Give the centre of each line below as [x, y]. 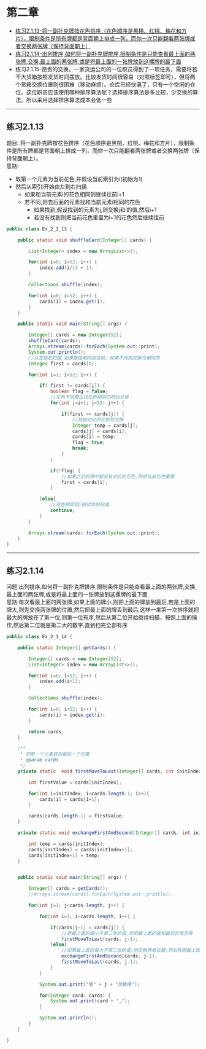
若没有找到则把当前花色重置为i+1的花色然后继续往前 [99, 217]
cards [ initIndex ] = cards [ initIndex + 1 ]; [81, 849]
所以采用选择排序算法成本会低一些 [69, 99]
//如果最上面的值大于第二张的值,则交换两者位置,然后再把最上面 [131, 950]
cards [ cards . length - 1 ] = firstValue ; [76, 816]
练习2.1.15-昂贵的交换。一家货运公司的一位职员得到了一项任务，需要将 [104, 69]
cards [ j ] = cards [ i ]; [100, 431]
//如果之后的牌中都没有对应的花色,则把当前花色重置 [118, 477]
